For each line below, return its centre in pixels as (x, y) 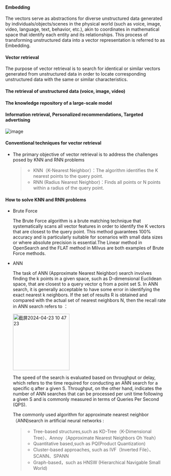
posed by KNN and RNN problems (48, 160)
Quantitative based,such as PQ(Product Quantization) (89, 444)
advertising (18, 120)
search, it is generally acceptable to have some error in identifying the (86, 290)
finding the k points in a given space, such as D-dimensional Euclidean (87, 279)
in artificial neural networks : (74, 421)
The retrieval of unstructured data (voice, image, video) (65, 91)
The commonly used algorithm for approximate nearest (71, 415)
